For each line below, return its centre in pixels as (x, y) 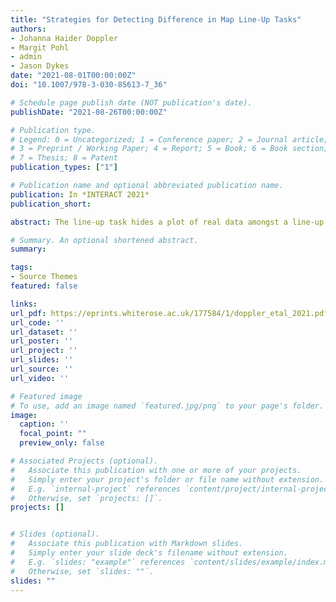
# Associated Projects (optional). (84, 461)
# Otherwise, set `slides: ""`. (82, 571)
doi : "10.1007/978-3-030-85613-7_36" (89, 85)
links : (24, 304)
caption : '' (44, 424)
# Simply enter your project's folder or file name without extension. (167, 479)
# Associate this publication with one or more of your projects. (156, 470)
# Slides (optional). (55, 534)
